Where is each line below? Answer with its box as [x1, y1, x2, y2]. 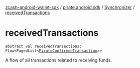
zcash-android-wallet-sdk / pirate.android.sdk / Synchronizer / [5, 5, 135, 10]
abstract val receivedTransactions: [5, 44, 82, 49]
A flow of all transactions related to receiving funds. [5, 57, 112, 63]
